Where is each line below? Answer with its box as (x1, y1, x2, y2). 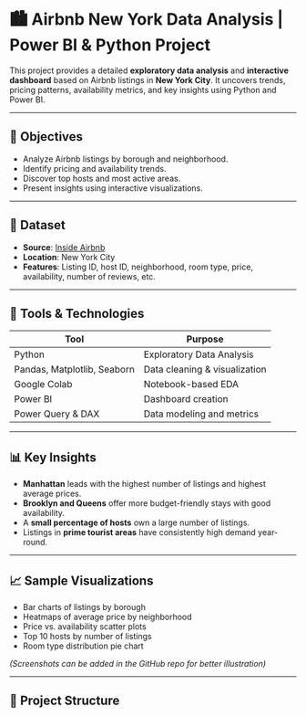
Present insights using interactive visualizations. (22, 182, 203, 194)
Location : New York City (22, 251, 116, 262)
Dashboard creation (143, 393, 229, 406)
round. (22, 537, 48, 548)
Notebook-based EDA (143, 378, 240, 391)
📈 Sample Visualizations (9, 573, 154, 588)
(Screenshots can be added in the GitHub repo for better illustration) (9, 659, 267, 669)
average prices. (22, 488, 82, 500)
